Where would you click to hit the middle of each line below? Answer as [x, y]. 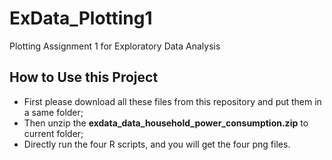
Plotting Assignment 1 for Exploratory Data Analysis [115, 46]
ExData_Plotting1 [81, 18]
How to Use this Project [84, 77]
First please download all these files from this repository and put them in [172, 101]
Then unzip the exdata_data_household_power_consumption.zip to [166, 123]
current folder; [53, 133]
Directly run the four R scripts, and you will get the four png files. [157, 144]
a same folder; [53, 112]
